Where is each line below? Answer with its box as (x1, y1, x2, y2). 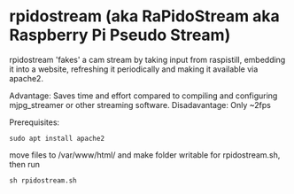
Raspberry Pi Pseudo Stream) (9, 25, 231, 45)
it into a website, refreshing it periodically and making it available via (9, 64, 259, 74)
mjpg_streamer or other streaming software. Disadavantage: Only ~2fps (9, 99, 272, 110)
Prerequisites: (9, 117, 60, 128)
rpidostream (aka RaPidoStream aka (9, 6, 281, 27)
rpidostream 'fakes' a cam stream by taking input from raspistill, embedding (9, 54, 286, 65)
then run (9, 159, 41, 169)
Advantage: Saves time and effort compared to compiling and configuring (9, 90, 278, 101)
